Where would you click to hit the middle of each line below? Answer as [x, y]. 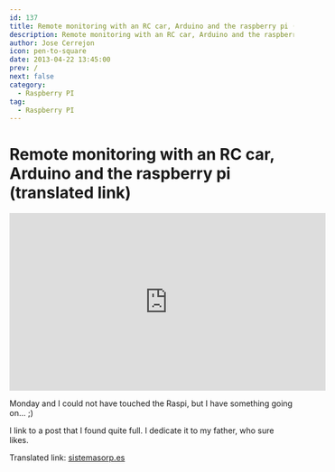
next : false [32, 77]
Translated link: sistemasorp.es [67, 458]
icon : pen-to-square [48, 51]
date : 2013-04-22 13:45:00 [60, 60]
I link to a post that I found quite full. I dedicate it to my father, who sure [142, 430]
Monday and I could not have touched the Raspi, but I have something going [151, 403]
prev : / [24, 69]
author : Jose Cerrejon [52, 43]
